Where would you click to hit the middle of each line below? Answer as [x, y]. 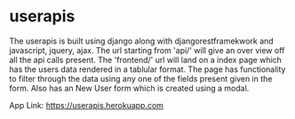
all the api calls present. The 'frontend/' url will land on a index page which [146, 59]
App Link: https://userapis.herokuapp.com [87, 105]
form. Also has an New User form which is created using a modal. [129, 88]
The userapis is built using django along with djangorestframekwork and [141, 41]
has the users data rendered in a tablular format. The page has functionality [147, 69]
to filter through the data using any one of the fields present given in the [141, 78]
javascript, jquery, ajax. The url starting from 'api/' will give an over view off [147, 50]
